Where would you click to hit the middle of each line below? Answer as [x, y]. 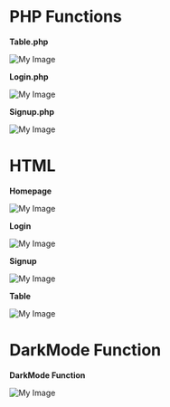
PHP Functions [66, 17]
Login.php [29, 76]
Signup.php [32, 111]
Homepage [31, 191]
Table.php [29, 42]
